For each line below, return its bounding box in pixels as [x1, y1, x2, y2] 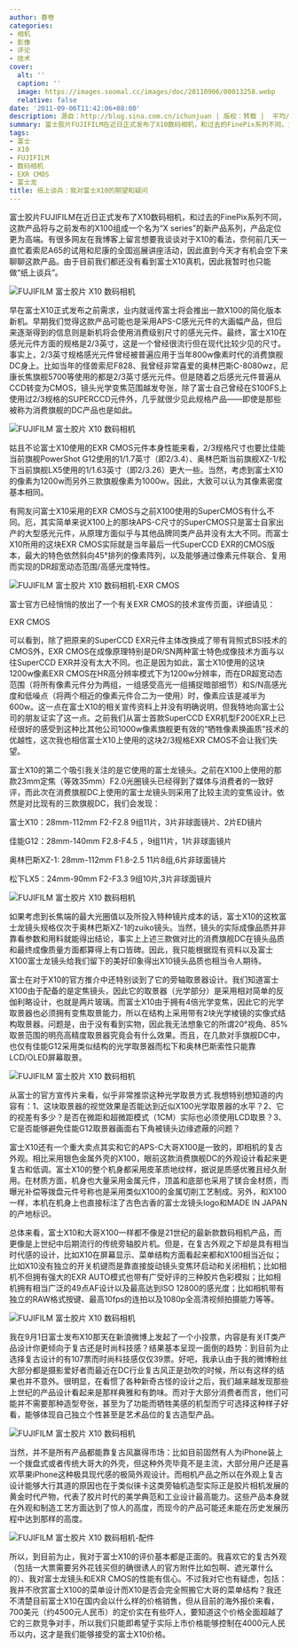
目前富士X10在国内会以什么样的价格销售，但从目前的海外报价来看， [32, 1596, 279, 1606]
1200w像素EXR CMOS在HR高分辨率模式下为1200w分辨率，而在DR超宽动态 [9, 668, 283, 679]
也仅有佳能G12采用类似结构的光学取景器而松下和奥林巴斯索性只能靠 [9, 1041, 256, 1052]
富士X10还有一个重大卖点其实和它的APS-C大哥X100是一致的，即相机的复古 [9, 1142, 284, 1152]
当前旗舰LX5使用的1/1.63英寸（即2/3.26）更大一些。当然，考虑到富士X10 [16, 465, 284, 475]
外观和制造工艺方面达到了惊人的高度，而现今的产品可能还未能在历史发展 [16, 1502, 281, 1513]
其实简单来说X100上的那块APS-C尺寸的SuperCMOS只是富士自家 [39, 516, 277, 527]
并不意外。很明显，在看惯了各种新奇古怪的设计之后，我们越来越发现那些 [24, 1376, 289, 1386]
